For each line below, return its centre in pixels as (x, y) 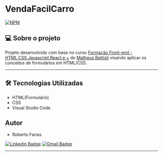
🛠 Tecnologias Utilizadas (44, 83)
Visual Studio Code (31, 107)
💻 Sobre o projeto (33, 38)
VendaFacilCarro (40, 9)
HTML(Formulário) (31, 97)
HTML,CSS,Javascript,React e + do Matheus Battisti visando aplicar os (76, 57)
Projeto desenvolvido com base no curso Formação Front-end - (69, 52)
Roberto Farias (27, 135)
